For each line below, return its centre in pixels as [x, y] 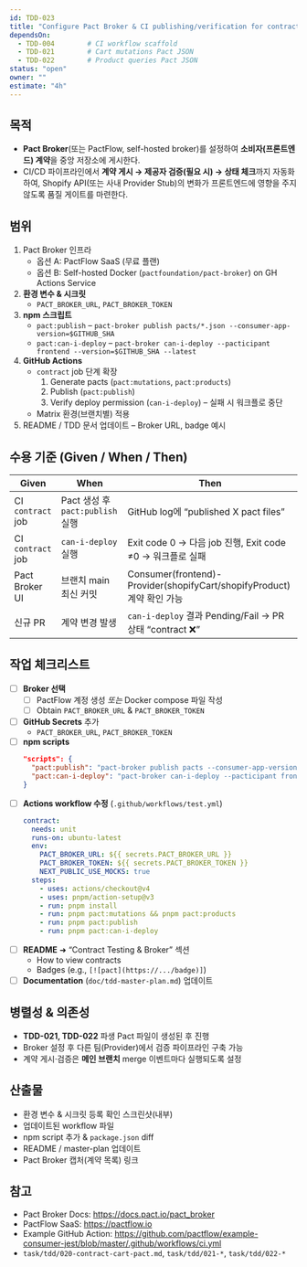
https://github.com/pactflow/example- [186, 1233]
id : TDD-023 [32, 18]
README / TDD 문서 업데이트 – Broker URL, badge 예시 [124, 425]
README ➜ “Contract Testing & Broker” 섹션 [106, 950]
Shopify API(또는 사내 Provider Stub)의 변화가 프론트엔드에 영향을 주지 [169, 183]
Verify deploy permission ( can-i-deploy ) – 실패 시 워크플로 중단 [166, 402]
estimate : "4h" [38, 86]
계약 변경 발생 [89, 623]
